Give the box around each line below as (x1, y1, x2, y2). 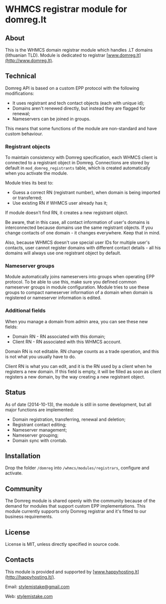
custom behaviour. (5, 131, 43, 137)
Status (5, 388, 26, 397)
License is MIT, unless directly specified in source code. (5, 541, 120, 547)
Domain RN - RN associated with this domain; (12, 333, 106, 339)
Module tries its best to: (5, 180, 54, 186)
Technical (5, 72, 36, 80)
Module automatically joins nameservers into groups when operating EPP (5, 274, 155, 280)
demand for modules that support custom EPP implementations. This (5, 503, 146, 509)
